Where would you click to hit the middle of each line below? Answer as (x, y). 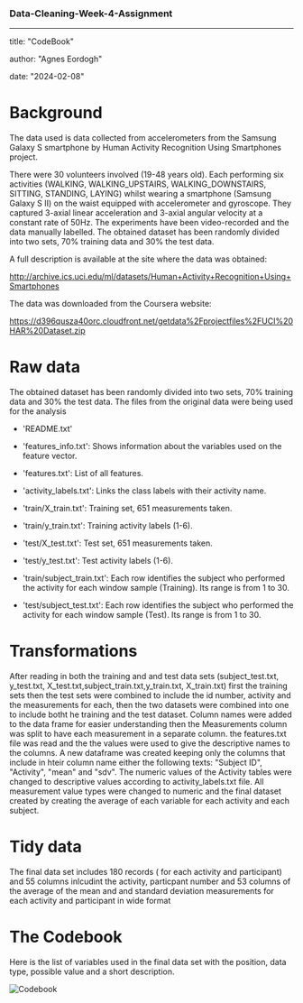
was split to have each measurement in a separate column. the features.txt (148, 734)
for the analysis (38, 411)
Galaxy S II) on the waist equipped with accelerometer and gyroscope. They (150, 203)
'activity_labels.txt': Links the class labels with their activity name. (144, 491)
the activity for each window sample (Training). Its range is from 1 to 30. (156, 588)
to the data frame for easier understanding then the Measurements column (148, 724)
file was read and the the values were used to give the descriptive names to (150, 743)
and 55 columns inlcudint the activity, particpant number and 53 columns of (150, 881)
